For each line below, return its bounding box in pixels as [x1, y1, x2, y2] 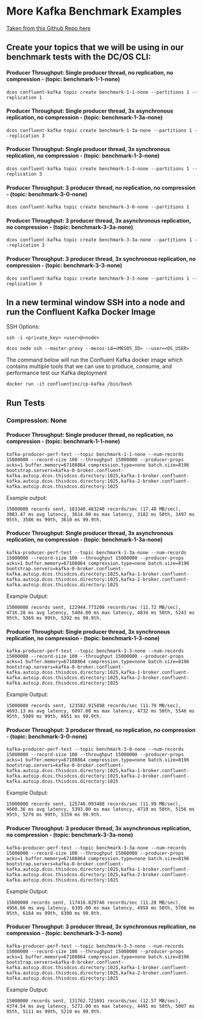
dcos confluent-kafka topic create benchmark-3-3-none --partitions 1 [6, 275, 190, 281]
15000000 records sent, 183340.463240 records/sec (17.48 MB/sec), [6, 506, 182, 512]
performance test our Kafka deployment [6, 369, 107, 377]
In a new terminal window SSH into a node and [6, 297, 185, 307]
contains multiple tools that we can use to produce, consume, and [6, 363, 172, 370]
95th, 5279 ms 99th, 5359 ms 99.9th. [6, 812, 102, 818]
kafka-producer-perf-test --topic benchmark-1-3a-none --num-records [6, 549, 187, 556]
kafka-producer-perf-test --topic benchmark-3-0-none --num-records [6, 746, 184, 753]
